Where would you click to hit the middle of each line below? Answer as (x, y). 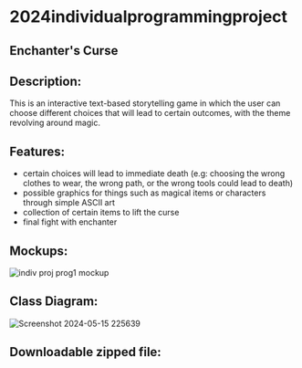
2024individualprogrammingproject (149, 17)
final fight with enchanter (70, 222)
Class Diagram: (54, 302)
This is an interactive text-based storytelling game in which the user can (145, 103)
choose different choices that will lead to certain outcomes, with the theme (150, 113)
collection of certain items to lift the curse (101, 213)
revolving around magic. (55, 123)
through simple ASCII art (69, 203)
